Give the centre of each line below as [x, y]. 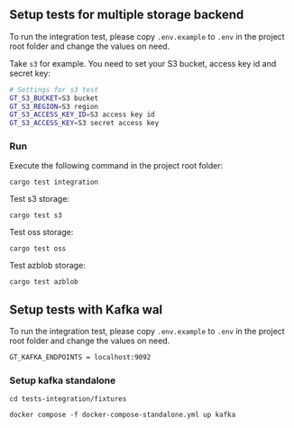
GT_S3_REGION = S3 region [54, 106]
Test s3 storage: [40, 199]
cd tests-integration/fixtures [68, 399]
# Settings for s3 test [54, 89]
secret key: [30, 73]
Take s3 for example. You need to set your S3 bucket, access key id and [143, 63]
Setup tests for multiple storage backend [127, 15]
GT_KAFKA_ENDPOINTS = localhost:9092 [80, 358]
